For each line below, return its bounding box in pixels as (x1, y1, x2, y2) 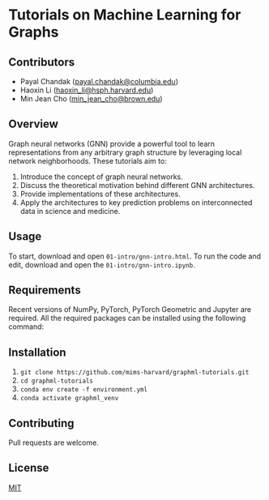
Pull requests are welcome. (8, 438, 99, 447)
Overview (8, 118, 59, 131)
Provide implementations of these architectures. (19, 189, 181, 199)
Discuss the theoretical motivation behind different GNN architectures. (19, 180, 255, 190)
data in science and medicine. (19, 206, 121, 216)
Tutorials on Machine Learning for (8, 6, 241, 24)
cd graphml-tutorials (19, 377, 93, 386)
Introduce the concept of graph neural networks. (19, 172, 184, 182)
